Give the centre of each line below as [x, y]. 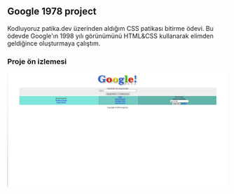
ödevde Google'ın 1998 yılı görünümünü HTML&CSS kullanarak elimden [110, 36]
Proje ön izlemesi [37, 61]
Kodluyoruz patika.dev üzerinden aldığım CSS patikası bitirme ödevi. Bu [110, 28]
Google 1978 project [52, 12]
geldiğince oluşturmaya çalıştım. [54, 43]
